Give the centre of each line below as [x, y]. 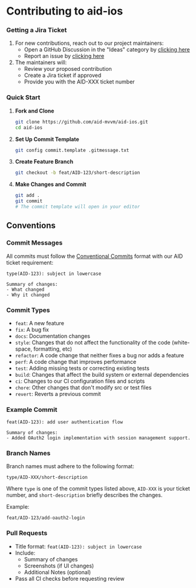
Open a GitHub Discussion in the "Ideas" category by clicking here [107, 50]
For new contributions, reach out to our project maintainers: [89, 43]
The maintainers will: [41, 62]
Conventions [31, 226]
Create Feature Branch [44, 162]
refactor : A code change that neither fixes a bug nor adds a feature [100, 355]
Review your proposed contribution [68, 69]
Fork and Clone [34, 111]
